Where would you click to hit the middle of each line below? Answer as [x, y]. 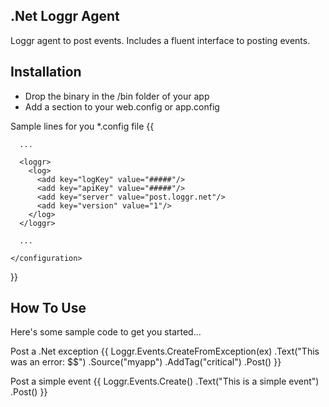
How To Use [48, 308]
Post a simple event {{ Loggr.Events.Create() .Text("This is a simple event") [165, 381]
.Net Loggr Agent [65, 16]
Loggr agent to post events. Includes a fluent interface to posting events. [160, 40]
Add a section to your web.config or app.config [122, 106]
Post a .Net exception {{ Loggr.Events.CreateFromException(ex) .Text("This [165, 351]
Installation [46, 72]
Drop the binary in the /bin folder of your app [117, 96]
